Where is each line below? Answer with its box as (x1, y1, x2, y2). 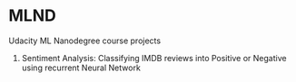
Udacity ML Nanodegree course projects (8, 35, 161, 46)
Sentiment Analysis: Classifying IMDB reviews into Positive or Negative (21, 52, 287, 63)
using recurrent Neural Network (21, 62, 142, 73)
